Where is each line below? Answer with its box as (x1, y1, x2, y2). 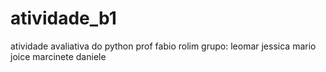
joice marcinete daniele (10, 50, 107, 62)
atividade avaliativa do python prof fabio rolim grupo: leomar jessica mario (10, 40, 317, 52)
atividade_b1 (10, 7, 117, 30)
